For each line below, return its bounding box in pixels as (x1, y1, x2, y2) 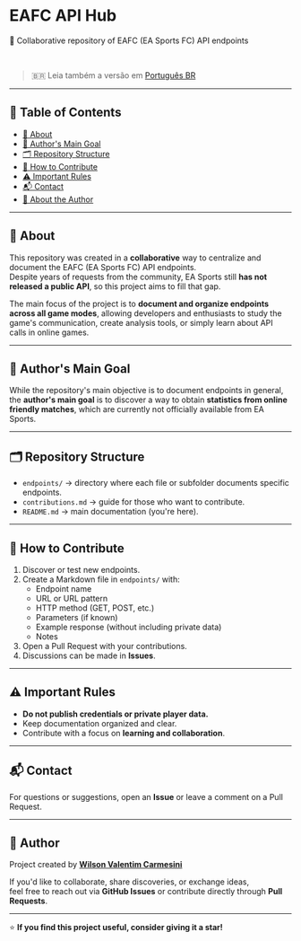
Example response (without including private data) (35, 621, 222, 632)
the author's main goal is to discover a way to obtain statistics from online (9, 394, 288, 405)
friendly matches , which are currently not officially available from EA (9, 404, 264, 415)
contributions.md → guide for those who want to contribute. (21, 497, 245, 507)
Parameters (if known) (35, 612, 118, 622)
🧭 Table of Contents (9, 105, 122, 120)
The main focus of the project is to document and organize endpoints (9, 298, 270, 309)
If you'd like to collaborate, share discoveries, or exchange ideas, (9, 876, 250, 887)
